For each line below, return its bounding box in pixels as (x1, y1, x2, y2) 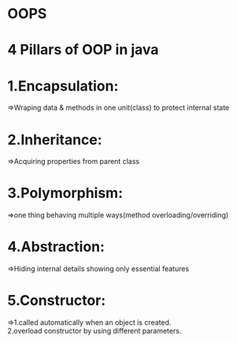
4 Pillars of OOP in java (7, 41, 159, 59)
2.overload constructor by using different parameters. (7, 326, 182, 336)
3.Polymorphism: (7, 185, 124, 202)
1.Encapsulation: (7, 76, 119, 95)
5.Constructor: (7, 292, 106, 310)
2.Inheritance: (7, 131, 103, 148)
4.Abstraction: (7, 238, 106, 256)
